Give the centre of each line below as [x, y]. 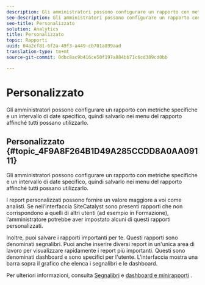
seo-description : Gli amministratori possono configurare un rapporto [98, 18]
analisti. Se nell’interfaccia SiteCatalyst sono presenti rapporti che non [95, 206]
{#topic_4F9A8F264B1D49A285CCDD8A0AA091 [102, 151]
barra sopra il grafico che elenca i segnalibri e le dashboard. [82, 264]
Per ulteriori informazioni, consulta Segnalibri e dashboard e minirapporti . [99, 275]
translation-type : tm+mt [38, 52]
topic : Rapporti [27, 40]
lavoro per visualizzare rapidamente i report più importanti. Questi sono [96, 251]
